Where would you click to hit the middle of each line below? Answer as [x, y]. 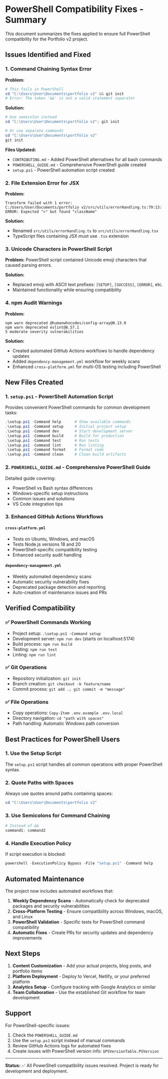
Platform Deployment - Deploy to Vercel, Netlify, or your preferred [81, 976]
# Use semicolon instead [31, 117]
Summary [26, 20]
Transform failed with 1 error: [39, 203]
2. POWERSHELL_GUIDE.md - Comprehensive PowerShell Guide [78, 467]
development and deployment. [37, 1071]
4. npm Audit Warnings [34, 303]
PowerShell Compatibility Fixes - [74, 9]
